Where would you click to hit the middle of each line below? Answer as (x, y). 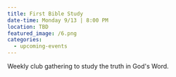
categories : (25, 40)
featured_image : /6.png (42, 33)
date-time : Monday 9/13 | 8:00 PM (58, 20)
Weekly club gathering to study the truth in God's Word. (88, 66)
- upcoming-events (41, 46)
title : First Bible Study (45, 14)
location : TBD (28, 27)
